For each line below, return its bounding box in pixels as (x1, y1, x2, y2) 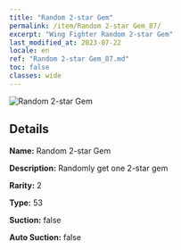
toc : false (9, 63, 50, 72)
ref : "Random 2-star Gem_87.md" (9, 54, 129, 63)
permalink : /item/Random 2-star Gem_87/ (9, 21, 162, 30)
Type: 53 (9, 197, 43, 208)
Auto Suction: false (9, 231, 82, 242)
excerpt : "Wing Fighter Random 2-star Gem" (9, 29, 174, 38)
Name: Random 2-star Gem (9, 145, 111, 156)
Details (9, 121, 49, 137)
